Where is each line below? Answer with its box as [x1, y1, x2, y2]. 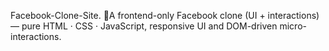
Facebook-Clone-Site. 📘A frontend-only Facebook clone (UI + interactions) [10, 10, 320, 21]
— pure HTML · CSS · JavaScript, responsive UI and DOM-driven [10, 20, 278, 32]
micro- [279, 20, 307, 32]
